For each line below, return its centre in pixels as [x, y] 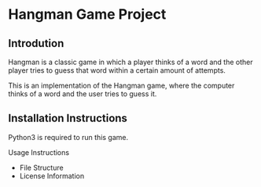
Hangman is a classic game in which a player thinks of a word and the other [130, 62]
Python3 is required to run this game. [68, 137]
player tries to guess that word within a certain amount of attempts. [117, 70]
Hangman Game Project [87, 14]
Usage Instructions [39, 152]
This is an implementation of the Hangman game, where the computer [121, 85]
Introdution [36, 43]
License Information [52, 176]
